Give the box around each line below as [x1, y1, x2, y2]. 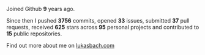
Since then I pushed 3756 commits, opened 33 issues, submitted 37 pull [6, 17, 190, 24]
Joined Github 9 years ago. [6, 5, 75, 12]
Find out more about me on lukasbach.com [6, 42, 115, 49]
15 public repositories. [6, 30, 62, 37]
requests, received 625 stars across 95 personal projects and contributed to [6, 24, 199, 31]
